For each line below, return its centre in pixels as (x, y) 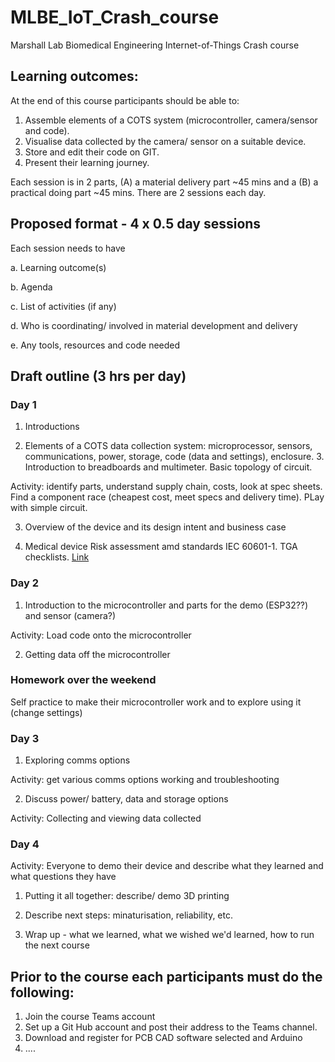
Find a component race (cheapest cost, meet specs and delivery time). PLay (167, 497)
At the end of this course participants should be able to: (125, 100)
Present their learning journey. (87, 162)
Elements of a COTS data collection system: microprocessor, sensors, (168, 446)
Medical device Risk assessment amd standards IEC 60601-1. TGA (161, 547)
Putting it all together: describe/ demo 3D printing (127, 896)
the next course (57, 945)
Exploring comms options (77, 760)
